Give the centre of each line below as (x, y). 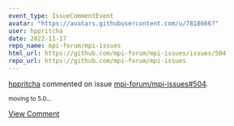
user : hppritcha (36, 31)
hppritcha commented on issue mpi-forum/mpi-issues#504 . (108, 84)
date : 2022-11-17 (38, 38)
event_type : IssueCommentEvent (61, 16)
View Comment (34, 113)
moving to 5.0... (30, 99)
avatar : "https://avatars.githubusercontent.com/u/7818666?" (114, 23)
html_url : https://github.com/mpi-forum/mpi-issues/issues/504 (117, 53)
